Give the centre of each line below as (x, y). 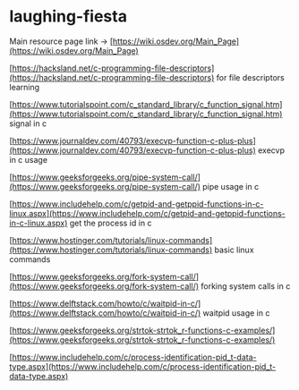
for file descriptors (250, 77)
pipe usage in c (231, 186)
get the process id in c (111, 223)
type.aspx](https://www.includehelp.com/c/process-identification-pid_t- (143, 366)
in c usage (28, 159)
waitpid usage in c (236, 313)
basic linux (234, 250)
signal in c (28, 123)
